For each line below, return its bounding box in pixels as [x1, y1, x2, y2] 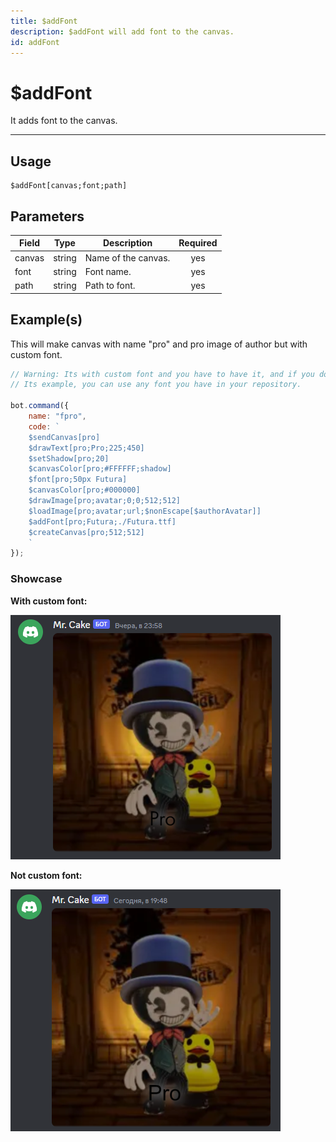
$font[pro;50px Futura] [28, 475, 128, 485]
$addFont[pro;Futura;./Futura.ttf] [28, 516, 177, 527]
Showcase [10, 572, 63, 586]
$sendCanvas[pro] [28, 432, 101, 442]
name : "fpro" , [28, 411, 87, 421]
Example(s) [10, 311, 83, 329]
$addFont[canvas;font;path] [10, 181, 128, 191]
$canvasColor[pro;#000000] [28, 485, 141, 495]
